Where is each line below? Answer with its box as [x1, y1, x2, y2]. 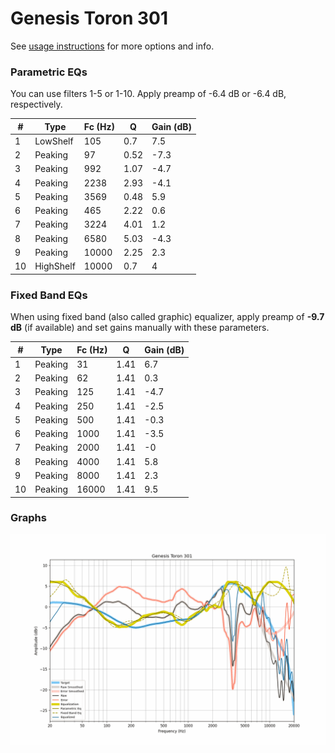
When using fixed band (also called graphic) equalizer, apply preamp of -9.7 [10, 311, 325, 323]
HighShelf [34, 260, 76, 272]
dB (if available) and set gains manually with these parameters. [10, 322, 270, 334]
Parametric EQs [10, 65, 88, 79]
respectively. [10, 98, 63, 111]
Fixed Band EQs [10, 288, 88, 302]
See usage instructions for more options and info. [10, 40, 215, 52]
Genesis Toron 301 [10, 7, 169, 30]
